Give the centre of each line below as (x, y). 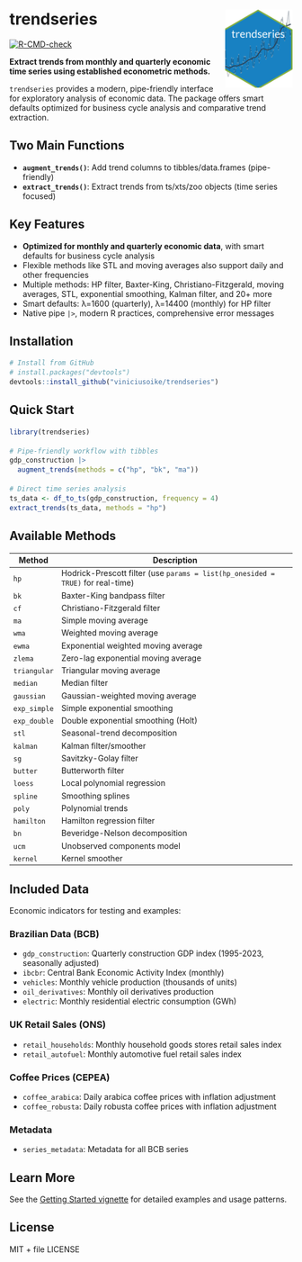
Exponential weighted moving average (132, 645)
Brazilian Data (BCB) (54, 933)
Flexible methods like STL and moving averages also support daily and (153, 265)
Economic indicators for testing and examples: (95, 911)
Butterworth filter (93, 771)
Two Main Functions (67, 145)
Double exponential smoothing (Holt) (129, 721)
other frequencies (56, 275)
